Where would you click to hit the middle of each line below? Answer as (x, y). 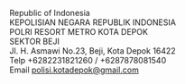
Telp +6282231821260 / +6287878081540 (88, 60)
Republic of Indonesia (50, 13)
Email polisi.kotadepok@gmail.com (74, 70)
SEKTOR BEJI (35, 41)
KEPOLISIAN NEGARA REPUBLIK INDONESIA (92, 22)
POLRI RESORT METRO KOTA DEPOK (79, 32)
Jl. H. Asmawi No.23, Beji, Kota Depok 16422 (92, 51)
